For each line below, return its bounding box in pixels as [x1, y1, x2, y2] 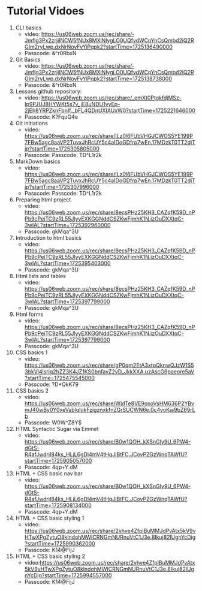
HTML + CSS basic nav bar [15, 469, 83, 477]
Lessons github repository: [15, 88, 82, 95]
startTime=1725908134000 [24, 502, 92, 509]
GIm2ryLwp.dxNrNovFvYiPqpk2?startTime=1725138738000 [24, 75, 173, 82]
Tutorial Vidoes [7, 4, 85, 18]
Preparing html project [15, 196, 71, 203]
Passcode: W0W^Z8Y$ [24, 418, 82, 426]
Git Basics [15, 56, 41, 63]
